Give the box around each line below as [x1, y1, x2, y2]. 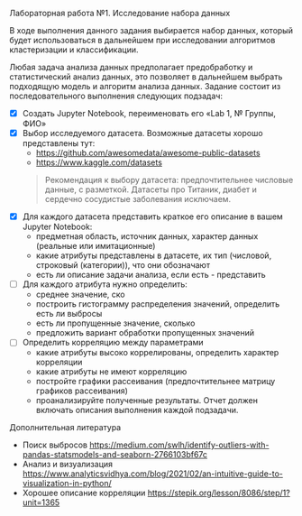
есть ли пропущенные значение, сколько [35, 318, 196, 328]
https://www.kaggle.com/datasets [35, 157, 162, 168]
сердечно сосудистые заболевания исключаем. [44, 194, 232, 205]
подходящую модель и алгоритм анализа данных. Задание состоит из [9, 81, 281, 91]
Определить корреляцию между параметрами [22, 337, 205, 348]
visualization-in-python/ [22, 478, 113, 489]
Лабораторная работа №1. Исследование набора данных [9, 8, 231, 18]
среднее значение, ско [35, 289, 125, 300]
